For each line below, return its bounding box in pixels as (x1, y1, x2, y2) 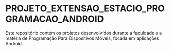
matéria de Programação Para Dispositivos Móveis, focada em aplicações (5, 35, 159, 41)
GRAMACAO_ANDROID (5, 13, 104, 25)
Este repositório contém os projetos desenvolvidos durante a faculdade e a (5, 30, 162, 36)
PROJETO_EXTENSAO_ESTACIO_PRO (5, 3, 165, 14)
